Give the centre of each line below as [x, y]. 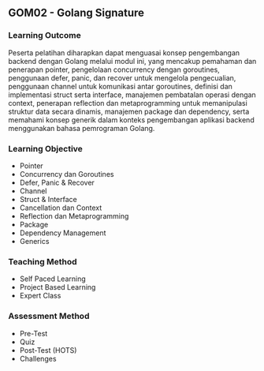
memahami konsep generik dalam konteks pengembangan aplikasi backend [131, 120]
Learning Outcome [45, 36]
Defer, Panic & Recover [57, 182]
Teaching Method [43, 261]
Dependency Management [63, 233]
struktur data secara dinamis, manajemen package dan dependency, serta [129, 111]
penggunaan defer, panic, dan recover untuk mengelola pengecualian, [122, 77]
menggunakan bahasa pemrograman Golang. [82, 128]
